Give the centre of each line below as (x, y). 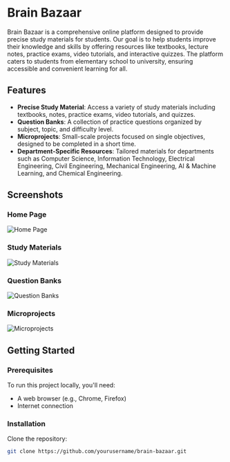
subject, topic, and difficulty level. (65, 129)
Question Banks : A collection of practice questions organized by (109, 122)
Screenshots (35, 195)
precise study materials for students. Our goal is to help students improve (112, 39)
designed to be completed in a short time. (77, 144)
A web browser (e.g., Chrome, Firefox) (71, 398)
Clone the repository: (37, 439)
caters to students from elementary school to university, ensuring (100, 61)
